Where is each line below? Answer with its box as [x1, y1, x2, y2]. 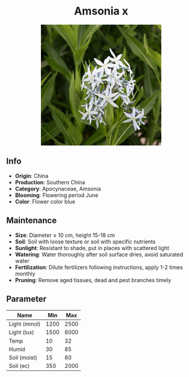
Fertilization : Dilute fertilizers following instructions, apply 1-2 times [14, 263, 184, 271]
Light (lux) [8, 329, 34, 336]
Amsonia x [74, 4, 128, 18]
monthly [14, 270, 36, 277]
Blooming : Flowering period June [14, 192, 99, 199]
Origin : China [14, 172, 49, 179]
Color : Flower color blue [14, 198, 75, 205]
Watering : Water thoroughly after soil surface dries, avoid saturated [14, 251, 184, 258]
